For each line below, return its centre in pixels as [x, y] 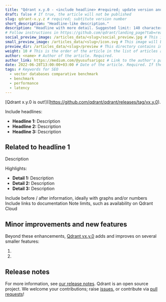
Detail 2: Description [33, 183]
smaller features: [22, 241]
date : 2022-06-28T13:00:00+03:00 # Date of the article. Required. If [79, 65]
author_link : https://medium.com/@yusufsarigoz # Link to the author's [80, 60]
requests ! [15, 294]
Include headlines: [24, 111]
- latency [20, 88]
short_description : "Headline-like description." [57, 23]
